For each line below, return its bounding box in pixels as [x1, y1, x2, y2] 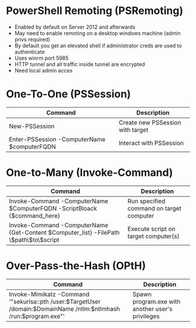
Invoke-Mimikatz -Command [9, 290, 90, 298]
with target [118, 126, 149, 134]
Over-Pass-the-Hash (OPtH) [6, 259, 146, 272]
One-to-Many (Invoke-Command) [6, 166, 173, 179]
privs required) [14, 36, 51, 43]
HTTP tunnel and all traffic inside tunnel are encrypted [14, 60, 145, 68]
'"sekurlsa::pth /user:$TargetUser [9, 297, 101, 305]
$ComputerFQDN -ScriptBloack [9, 204, 97, 212]
